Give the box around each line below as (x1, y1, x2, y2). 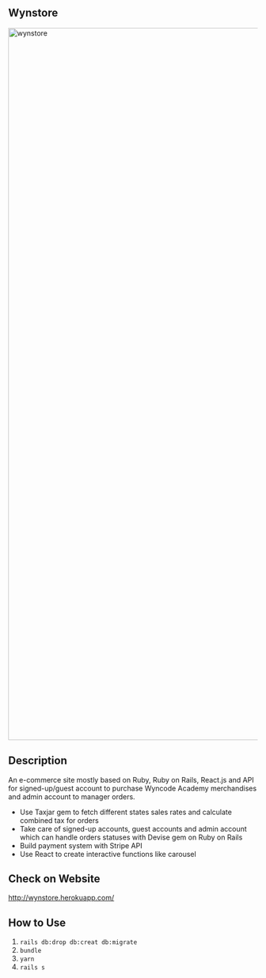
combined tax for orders (19, 815, 99, 825)
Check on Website (8, 872, 101, 885)
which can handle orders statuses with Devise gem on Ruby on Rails (19, 832, 243, 842)
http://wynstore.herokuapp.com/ (8, 893, 115, 903)
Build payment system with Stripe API (19, 840, 142, 850)
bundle (19, 947, 42, 955)
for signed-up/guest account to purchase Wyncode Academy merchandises (8, 783, 257, 793)
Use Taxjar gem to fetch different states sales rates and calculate (19, 807, 232, 817)
